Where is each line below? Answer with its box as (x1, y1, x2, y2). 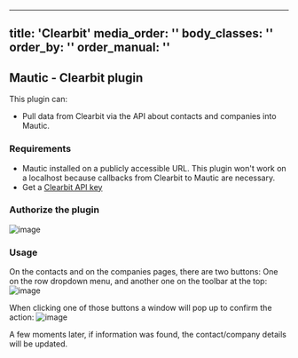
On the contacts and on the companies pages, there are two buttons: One (9, 267, 278, 277)
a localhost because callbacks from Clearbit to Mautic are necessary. (21, 172, 276, 183)
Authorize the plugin (9, 203, 100, 216)
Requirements (9, 143, 72, 155)
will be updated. (9, 338, 68, 349)
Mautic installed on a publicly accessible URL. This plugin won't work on (21, 163, 286, 173)
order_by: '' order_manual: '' (9, 40, 171, 55)
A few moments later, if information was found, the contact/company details (9, 330, 286, 340)
